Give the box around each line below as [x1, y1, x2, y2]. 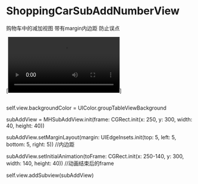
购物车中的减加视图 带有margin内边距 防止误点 [6, 24, 120, 32]
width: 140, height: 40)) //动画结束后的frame [6, 160, 114, 167]
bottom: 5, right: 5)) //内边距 [6, 141, 75, 148]
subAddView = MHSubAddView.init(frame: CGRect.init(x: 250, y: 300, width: [6, 116, 193, 123]
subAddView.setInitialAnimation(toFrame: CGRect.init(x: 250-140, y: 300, [6, 153, 184, 160]
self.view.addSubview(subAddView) [6, 171, 94, 179]
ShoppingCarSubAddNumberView [6, 4, 180, 18]
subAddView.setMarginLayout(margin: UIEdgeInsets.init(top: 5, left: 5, [6, 134, 177, 141]
